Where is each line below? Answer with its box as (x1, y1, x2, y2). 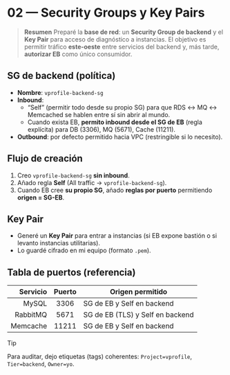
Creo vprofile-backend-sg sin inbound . (17, 171, 130, 180)
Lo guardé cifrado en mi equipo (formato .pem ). (17, 246, 151, 254)
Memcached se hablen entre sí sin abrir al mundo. (27, 110, 171, 119)
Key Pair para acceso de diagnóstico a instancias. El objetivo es (23, 35, 207, 43)
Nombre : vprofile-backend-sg (17, 88, 104, 96)
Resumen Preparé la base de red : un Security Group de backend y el (23, 28, 223, 36)
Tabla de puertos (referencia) (7, 266, 136, 278)
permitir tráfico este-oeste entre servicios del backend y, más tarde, (23, 42, 220, 51)
